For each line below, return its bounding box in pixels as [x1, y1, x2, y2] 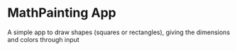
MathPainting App [7, 5, 116, 21]
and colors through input [7, 35, 79, 43]
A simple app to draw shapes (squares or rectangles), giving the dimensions [7, 28, 231, 36]
